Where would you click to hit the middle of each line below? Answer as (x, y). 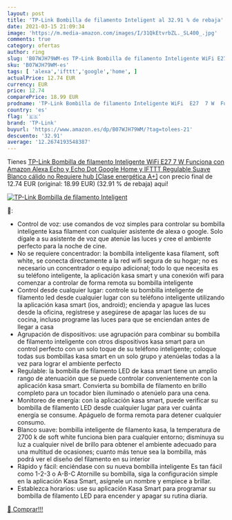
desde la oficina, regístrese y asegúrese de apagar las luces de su (111, 313)
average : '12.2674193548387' (49, 142)
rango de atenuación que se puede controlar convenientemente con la (117, 378)
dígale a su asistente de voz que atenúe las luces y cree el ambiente (114, 239)
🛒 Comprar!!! (25, 510)
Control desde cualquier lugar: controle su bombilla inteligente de (110, 290)
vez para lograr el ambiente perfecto (69, 364)
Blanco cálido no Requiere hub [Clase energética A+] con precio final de (110, 176)
